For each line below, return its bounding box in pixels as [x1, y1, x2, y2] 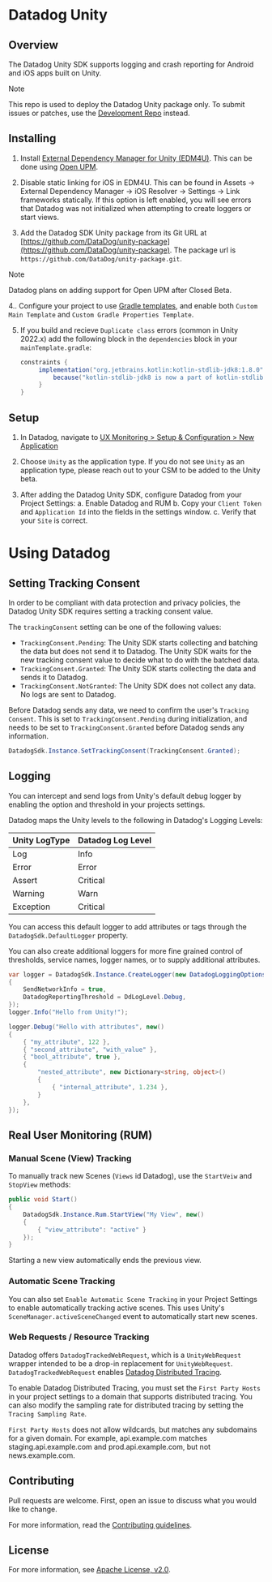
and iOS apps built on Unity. [8, 68, 102, 78]
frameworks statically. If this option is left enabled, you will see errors [19, 195, 252, 205]
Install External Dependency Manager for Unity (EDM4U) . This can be [19, 153, 253, 163]
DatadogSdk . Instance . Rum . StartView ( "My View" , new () [23, 1210, 205, 1218]
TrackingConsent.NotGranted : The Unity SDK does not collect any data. [19, 681, 257, 691]
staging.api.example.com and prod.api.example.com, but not [8, 1442, 211, 1451]
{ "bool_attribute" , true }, [23, 1053, 121, 1061]
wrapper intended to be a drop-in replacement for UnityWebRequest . [8, 1358, 233, 1369]
